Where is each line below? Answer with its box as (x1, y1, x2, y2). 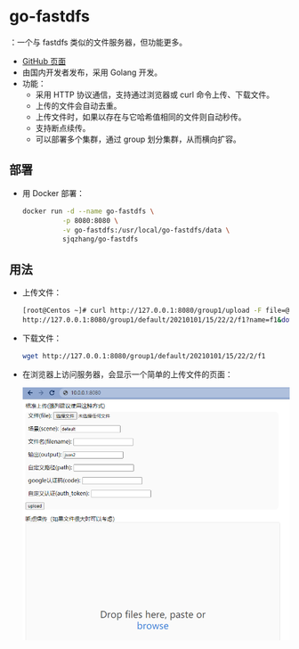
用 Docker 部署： (21, 187, 85, 198)
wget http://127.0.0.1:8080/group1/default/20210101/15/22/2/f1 (21, 351, 266, 360)
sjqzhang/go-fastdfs (61, 234, 139, 244)
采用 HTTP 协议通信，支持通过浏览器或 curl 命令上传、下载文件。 (35, 89, 274, 100)
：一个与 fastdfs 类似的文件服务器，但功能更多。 (9, 37, 188, 47)
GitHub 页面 (21, 55, 67, 66)
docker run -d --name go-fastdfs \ (21, 207, 155, 216)
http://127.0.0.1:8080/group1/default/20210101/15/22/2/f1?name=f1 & (21, 315, 282, 324)
